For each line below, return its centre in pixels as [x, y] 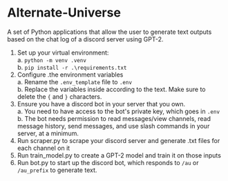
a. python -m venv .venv [51, 59]
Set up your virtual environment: [63, 53]
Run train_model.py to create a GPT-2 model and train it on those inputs [119, 155]
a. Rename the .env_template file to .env [75, 82]
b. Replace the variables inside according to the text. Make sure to [111, 89]
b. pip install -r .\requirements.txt [72, 67]
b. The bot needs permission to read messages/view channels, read [114, 118]
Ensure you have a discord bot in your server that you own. [101, 104]
